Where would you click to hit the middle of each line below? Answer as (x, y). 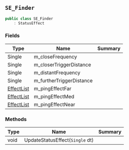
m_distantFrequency (57, 73)
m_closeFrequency (55, 56)
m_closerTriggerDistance (63, 65)
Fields (12, 36)
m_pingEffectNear (55, 104)
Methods (16, 119)
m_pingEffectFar (53, 88)
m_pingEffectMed (54, 97)
